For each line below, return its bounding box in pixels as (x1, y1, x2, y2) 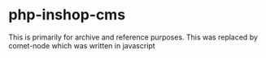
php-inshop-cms (8, 6, 126, 24)
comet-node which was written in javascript (8, 40, 156, 50)
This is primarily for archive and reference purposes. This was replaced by (8, 32, 259, 42)
